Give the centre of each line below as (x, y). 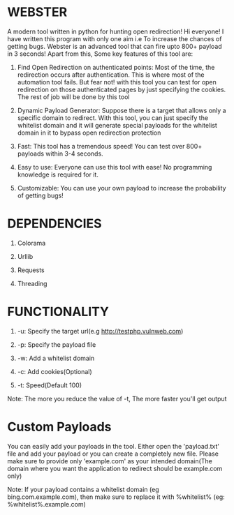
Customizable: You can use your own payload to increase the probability (122, 188)
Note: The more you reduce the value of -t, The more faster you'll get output (117, 398)
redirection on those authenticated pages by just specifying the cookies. (122, 89)
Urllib (25, 256)
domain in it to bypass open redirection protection (89, 133)
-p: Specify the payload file (57, 344)
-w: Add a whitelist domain (56, 358)
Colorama (31, 243)
